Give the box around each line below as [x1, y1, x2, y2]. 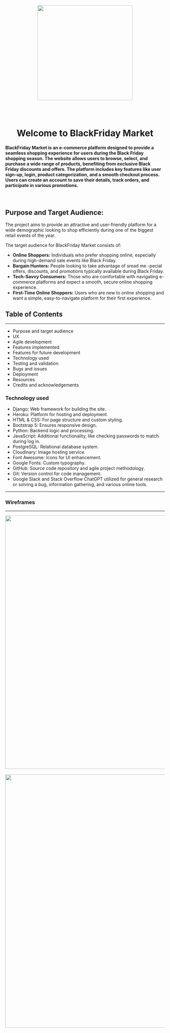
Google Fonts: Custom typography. [12, 460, 86, 466]
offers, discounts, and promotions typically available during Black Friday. [12, 268, 164, 274]
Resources [12, 377, 35, 383]
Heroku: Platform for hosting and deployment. [12, 412, 108, 418]
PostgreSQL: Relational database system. [12, 444, 99, 450]
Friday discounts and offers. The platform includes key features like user [5, 166, 161, 172]
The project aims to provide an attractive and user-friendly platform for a [5, 222, 157, 228]
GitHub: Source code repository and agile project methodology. [12, 465, 145, 471]
